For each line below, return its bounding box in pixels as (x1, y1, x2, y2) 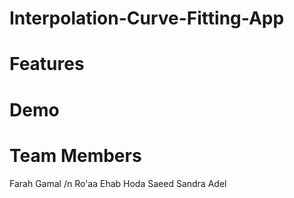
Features (9, 53, 85, 76)
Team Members (9, 144, 142, 167)
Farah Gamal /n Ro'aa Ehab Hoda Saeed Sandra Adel (9, 177, 227, 189)
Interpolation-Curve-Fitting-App (9, 7, 285, 30)
